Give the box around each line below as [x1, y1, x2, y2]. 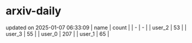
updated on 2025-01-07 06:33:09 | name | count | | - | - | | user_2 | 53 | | [5, 24, 187, 31]
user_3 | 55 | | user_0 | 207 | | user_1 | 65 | [5, 30, 109, 37]
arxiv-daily [5, 4, 62, 18]
